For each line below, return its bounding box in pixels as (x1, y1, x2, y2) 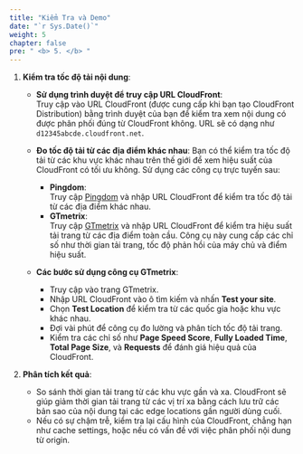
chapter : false (9, 38, 67, 48)
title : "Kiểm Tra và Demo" (9, 13, 111, 23)
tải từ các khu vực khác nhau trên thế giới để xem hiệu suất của (35, 155, 273, 166)
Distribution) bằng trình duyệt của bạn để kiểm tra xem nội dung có (35, 109, 287, 119)
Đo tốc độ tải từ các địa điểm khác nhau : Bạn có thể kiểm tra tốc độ (35, 146, 291, 156)
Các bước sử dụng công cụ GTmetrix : (35, 267, 179, 278)
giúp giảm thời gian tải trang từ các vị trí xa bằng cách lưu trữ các (35, 396, 279, 407)
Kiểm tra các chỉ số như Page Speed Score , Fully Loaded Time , (49, 332, 288, 344)
